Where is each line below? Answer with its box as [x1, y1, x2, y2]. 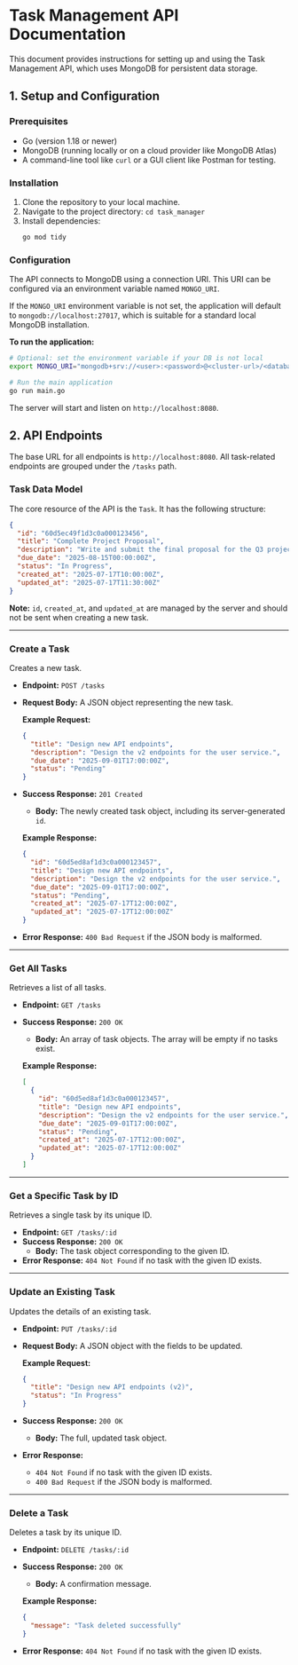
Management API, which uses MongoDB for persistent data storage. [9, 63, 258, 74]
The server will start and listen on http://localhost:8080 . [9, 402, 219, 413]
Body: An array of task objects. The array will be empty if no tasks [35, 1034, 278, 1045]
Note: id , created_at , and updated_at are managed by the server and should [9, 603, 288, 613]
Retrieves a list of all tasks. [9, 982, 106, 993]
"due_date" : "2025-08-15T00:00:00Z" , [17, 554, 157, 563]
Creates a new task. [9, 662, 82, 673]
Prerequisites [9, 115, 68, 128]
